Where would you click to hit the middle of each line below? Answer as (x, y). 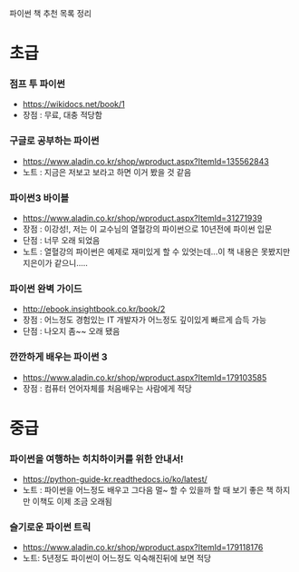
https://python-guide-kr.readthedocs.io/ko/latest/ (115, 479)
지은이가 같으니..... (55, 263)
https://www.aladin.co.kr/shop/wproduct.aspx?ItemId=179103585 (145, 377)
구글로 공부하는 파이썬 (54, 141)
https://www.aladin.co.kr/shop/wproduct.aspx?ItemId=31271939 (142, 218)
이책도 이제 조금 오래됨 (72, 501)
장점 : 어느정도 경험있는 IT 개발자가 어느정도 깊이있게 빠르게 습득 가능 (145, 320)
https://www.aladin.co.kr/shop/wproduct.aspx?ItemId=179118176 (143, 547)
